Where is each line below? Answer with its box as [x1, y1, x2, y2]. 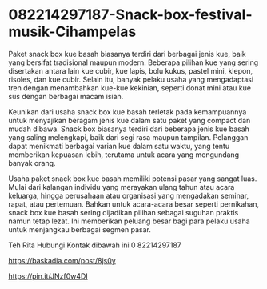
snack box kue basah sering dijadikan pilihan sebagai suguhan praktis [8, 207, 239, 217]
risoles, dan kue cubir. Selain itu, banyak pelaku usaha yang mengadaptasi [8, 74, 254, 84]
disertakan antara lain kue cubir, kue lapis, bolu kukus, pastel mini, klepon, [8, 66, 253, 75]
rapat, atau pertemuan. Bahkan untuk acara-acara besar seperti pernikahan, [8, 199, 260, 209]
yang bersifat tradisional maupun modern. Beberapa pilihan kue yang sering [8, 58, 258, 67]
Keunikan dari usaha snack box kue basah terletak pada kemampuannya [8, 106, 247, 117]
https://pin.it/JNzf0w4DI [8, 271, 88, 281]
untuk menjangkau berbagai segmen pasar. [8, 224, 152, 234]
